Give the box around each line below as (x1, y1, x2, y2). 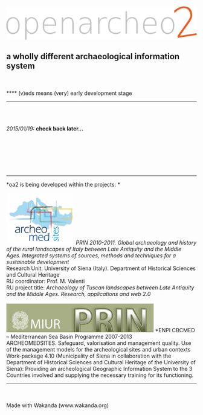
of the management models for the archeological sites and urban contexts (6, 346, 191, 353)
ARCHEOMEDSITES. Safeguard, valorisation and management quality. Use (6, 339, 192, 347)
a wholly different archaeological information (6, 51, 180, 62)
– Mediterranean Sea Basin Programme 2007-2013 (6, 333, 132, 341)
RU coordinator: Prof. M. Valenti (6, 278, 85, 285)
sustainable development (6, 259, 69, 266)
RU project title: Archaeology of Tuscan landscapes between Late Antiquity (6, 284, 195, 291)
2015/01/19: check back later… (6, 125, 84, 132)
